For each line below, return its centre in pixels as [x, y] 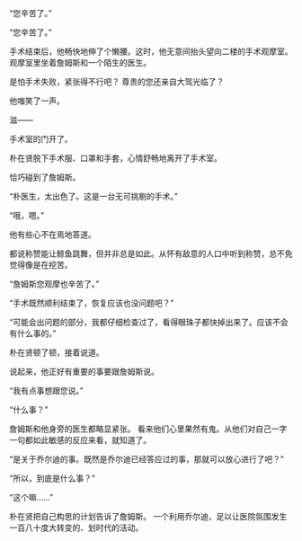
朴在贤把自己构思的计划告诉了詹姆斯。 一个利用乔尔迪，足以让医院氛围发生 [148, 516]
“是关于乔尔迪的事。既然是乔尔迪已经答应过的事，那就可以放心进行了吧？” [147, 459]
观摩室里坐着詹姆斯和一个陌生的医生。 [80, 62]
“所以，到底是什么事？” [53, 478]
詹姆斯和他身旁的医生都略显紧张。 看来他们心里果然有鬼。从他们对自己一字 [148, 429]
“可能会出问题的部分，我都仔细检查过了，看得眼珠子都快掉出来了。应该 [141, 322]
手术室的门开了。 [41, 139]
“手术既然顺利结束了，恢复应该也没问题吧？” [92, 303]
